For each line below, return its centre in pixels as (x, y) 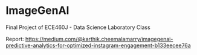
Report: (15, 39)
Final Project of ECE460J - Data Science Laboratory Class (78, 27)
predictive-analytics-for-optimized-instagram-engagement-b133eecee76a (98, 45)
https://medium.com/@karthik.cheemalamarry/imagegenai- (99, 39)
